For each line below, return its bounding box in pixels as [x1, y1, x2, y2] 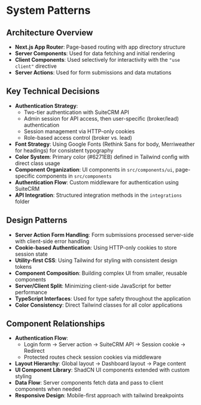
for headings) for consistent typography [14, 146, 114, 154]
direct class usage [14, 160, 60, 167]
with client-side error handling [14, 238, 90, 245]
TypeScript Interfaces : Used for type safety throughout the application [14, 295, 191, 302]
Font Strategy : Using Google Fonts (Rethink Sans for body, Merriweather [14, 140, 195, 148]
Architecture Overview [6, 28, 93, 38]
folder [14, 197, 30, 205]
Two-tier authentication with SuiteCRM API [23, 109, 130, 116]
